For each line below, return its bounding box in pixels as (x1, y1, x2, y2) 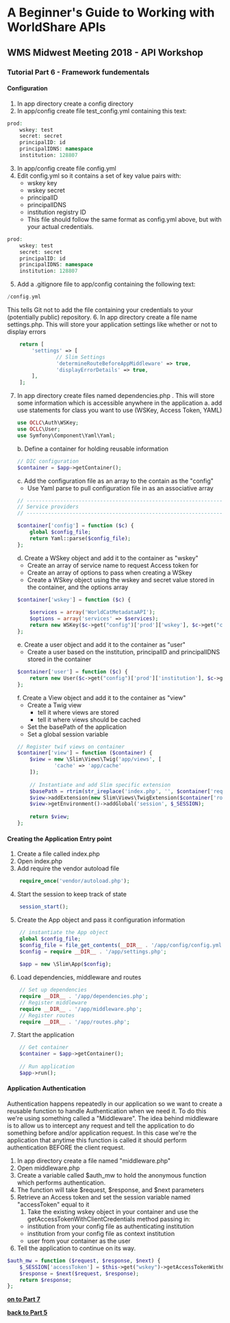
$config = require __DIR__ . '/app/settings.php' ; (19, 948, 167, 955)
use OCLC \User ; (16, 426, 61, 433)
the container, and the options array (27, 583, 129, 591)
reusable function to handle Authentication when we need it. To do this (7, 1106, 207, 1115)
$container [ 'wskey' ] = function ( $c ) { (16, 596, 131, 603)
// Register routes (19, 1012, 75, 1019)
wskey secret (27, 186, 65, 194)
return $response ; (19, 1276, 72, 1283)
